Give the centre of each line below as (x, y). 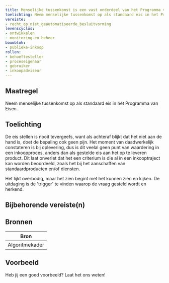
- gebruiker (18, 66)
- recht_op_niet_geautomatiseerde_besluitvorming (58, 24)
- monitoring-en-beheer (30, 38)
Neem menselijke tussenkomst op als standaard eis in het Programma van (82, 103)
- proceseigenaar (23, 61)
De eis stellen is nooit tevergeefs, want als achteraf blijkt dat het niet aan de (83, 136)
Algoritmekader (26, 245)
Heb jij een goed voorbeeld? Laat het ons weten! (55, 274)
